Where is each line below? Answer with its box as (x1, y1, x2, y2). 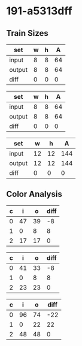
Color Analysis (6, 189, 63, 199)
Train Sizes (6, 28, 49, 38)
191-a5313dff (6, 4, 73, 18)
